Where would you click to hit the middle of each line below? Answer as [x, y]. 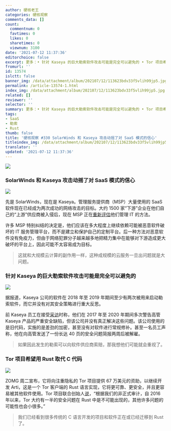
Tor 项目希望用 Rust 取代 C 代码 [44, 359]
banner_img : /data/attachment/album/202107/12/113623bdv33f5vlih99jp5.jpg [86, 81]
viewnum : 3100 [25, 48]
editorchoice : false [27, 57]
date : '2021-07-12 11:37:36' [36, 52]
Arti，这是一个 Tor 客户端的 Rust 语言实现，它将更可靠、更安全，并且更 [85, 387]
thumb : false [19, 133]
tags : [11, 114]
